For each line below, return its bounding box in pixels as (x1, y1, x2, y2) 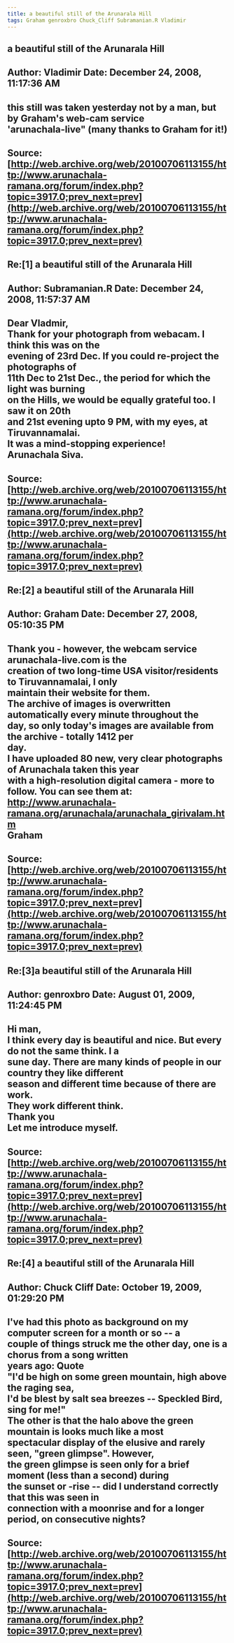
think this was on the (7, 340, 100, 351)
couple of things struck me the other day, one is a (7, 1338, 228, 1350)
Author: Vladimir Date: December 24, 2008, (7, 67, 202, 79)
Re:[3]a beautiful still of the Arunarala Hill (7, 965, 192, 977)
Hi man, (7, 1024, 42, 1035)
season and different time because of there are (7, 1078, 216, 1090)
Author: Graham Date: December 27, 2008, (7, 608, 198, 620)
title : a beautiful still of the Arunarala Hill (7, 10, 152, 18)
